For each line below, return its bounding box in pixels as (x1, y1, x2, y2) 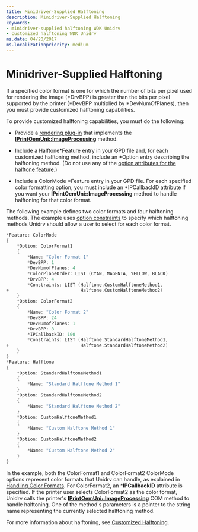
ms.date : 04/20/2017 (6, 36, 58, 42)
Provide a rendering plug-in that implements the (14, 129, 132, 136)
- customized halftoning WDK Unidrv (6, 31, 97, 37)
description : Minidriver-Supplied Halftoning (6, 14, 120, 20)
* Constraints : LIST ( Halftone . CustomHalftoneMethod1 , (27, 282, 163, 288)
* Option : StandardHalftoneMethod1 (17, 370, 102, 376)
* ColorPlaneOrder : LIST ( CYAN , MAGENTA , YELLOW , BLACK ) (27, 270, 168, 276)
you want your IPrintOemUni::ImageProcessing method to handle (14, 190, 177, 197)
